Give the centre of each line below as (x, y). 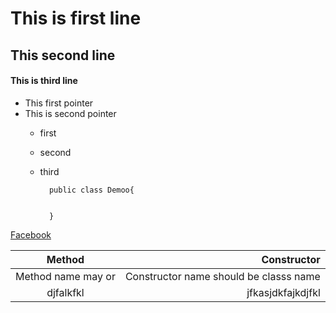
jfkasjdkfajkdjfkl (283, 292)
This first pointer (59, 103)
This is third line (44, 81)
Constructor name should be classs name (222, 276)
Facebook (31, 234)
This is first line (76, 18)
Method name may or (65, 276)
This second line (63, 55)
